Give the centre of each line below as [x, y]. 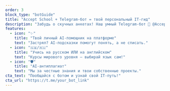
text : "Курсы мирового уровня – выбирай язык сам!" [70, 57]
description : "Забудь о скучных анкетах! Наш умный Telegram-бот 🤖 [78, 24]
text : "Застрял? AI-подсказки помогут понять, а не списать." [81, 43]
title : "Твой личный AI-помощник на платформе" [65, 38]
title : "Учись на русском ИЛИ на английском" [63, 52]
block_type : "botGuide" [30, 15]
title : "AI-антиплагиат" [40, 66]
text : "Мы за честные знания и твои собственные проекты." [78, 71]
